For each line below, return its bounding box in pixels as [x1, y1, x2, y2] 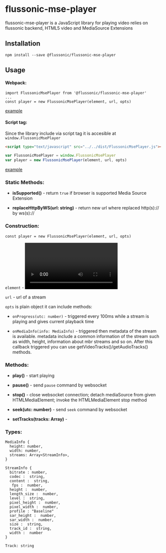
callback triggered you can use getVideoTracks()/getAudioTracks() [12, 343, 148, 349]
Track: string [5, 544, 35, 549]
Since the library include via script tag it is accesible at [5, 130, 116, 136]
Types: [5, 428, 22, 435]
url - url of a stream [5, 294, 46, 300]
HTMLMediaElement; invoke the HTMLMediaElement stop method [12, 397, 147, 403]
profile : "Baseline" [9, 509, 54, 514]
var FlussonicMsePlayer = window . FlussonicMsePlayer [5, 153, 116, 158]
